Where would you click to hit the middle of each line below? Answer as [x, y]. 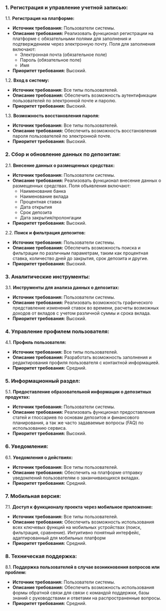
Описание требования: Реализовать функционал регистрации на [83, 34]
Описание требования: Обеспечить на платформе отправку [77, 472]
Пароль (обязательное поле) [50, 60]
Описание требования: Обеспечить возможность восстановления [84, 131]
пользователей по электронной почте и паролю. [64, 101]
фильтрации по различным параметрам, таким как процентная [80, 253]
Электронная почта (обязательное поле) [63, 55]
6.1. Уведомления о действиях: [39, 457]
